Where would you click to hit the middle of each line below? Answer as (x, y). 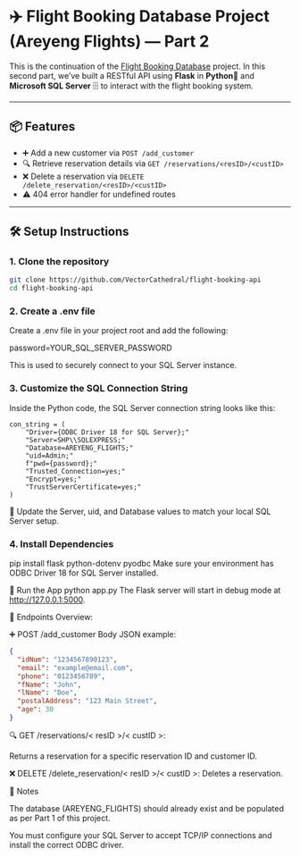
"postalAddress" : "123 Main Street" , (87, 702)
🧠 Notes (24, 791)
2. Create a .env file (52, 311)
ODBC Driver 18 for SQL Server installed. (84, 573)
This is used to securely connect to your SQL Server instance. (123, 365)
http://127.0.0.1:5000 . (47, 600)
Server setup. (34, 521)
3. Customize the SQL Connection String (99, 389)
